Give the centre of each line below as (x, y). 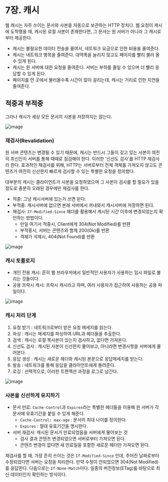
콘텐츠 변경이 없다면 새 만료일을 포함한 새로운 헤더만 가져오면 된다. (85, 445)
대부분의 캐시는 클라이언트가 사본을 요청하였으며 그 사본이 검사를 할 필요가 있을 (82, 182)
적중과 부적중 (24, 104)
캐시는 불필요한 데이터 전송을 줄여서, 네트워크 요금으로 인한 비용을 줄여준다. (86, 48)
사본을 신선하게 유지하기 (33, 395)
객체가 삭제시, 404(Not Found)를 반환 (57, 237)
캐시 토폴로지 (20, 260)
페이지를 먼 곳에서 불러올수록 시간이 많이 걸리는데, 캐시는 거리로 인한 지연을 (86, 80)
